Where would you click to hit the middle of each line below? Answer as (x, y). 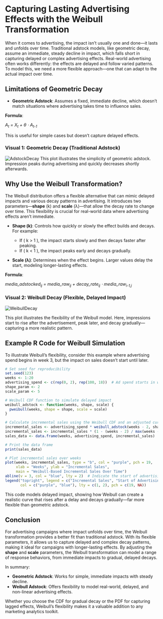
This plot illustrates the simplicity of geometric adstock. (96, 158)
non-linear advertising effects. (42, 592)
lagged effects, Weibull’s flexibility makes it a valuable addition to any (74, 606)
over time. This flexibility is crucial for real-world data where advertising (77, 211)
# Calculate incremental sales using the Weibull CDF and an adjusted (78, 423)
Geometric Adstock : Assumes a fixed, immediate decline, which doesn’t (84, 101)
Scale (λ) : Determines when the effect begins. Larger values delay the (82, 260)
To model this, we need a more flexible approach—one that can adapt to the (81, 68)
